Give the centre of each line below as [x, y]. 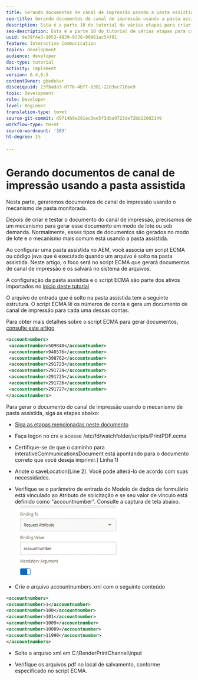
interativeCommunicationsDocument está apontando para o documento [102, 454]
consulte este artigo [30, 328]
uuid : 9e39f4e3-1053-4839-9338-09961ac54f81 [62, 37]
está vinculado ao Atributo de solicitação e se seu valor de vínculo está [101, 495]
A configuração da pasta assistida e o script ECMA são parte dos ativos [93, 280]
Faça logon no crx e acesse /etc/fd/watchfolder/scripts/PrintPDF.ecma [100, 436]
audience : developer [32, 56]
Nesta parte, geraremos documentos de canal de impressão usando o [91, 202]
